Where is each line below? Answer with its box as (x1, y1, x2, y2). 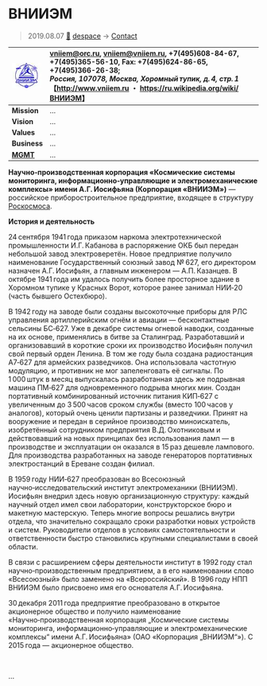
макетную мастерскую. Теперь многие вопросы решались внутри (8, 509, 235, 518)
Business (11, 138, 44, 148)
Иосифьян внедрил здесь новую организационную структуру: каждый (8, 491, 250, 501)
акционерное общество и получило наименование (8, 606, 181, 617)
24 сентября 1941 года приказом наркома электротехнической (8, 232, 222, 242)
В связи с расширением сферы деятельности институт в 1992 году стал (8, 558, 253, 567)
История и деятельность (8, 216, 95, 227)
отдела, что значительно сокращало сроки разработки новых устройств (8, 516, 256, 526)
